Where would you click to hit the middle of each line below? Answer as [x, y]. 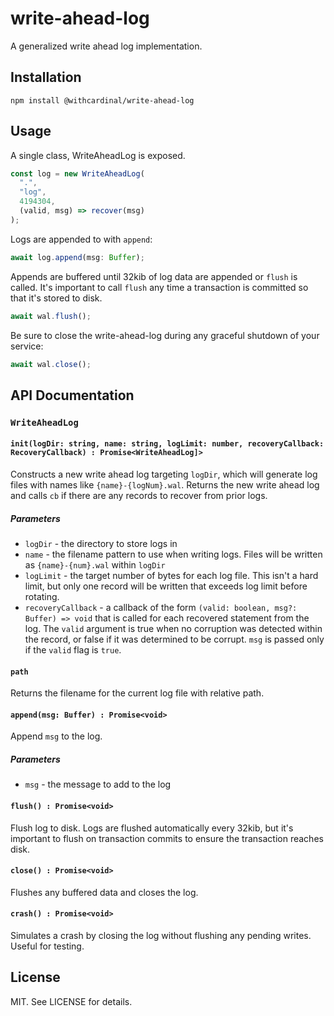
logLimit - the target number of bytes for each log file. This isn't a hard [171, 575]
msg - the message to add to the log [98, 784]
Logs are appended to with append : [81, 239]
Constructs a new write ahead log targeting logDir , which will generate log [164, 474]
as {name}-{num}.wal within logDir [95, 564]
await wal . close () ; [51, 364]
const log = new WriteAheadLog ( [77, 173]
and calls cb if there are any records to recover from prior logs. [139, 495]
